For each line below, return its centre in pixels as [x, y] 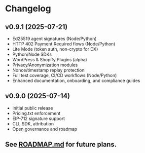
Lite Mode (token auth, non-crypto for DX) [55, 49]
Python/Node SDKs [32, 54]
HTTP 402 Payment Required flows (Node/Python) [64, 44]
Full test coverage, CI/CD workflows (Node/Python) [64, 75]
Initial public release [33, 108]
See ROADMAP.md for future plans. [61, 144]
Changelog [28, 9]
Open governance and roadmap [45, 129]
